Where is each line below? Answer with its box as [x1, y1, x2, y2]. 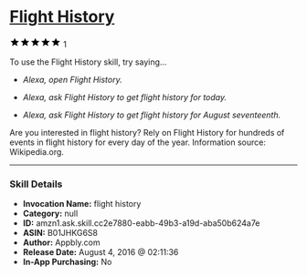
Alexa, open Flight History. [22, 74, 122, 85]
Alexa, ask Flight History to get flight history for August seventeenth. [22, 109, 281, 120]
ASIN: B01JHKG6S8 [22, 228, 99, 239]
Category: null [22, 208, 79, 220]
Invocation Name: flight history [22, 199, 142, 210]
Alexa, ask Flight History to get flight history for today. [22, 91, 228, 102]
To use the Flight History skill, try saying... [9, 56, 167, 67]
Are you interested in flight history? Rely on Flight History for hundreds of [9, 127, 285, 138]
